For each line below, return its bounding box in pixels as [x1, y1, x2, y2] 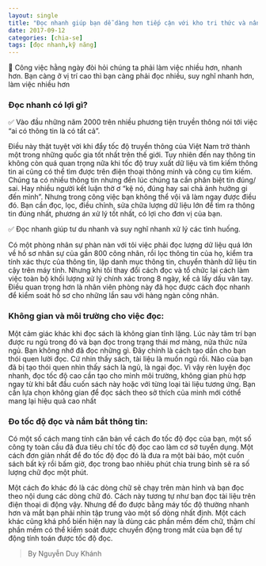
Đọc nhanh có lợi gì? [8, 100, 89, 111]
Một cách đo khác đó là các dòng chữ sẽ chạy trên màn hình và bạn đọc [8, 483, 245, 492]
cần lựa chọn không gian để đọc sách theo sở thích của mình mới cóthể [8, 388, 241, 397]
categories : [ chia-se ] [8, 33, 83, 42]
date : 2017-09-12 [8, 26, 66, 34]
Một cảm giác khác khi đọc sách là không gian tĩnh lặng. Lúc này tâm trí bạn [8, 328, 257, 338]
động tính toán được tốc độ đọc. [8, 533, 113, 543]
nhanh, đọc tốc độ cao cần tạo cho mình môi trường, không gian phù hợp [8, 370, 247, 381]
